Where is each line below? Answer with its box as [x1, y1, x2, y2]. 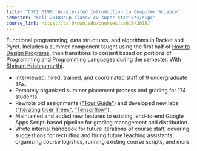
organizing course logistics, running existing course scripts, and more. [15, 138, 192, 146]
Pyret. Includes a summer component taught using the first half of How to [6, 43, 190, 50]
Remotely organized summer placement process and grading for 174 [15, 87, 187, 94]
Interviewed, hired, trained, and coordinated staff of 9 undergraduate [15, 74, 188, 82]
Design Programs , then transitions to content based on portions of [6, 50, 172, 57]
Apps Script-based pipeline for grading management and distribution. [15, 119, 189, 126]
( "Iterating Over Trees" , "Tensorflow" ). [15, 106, 111, 114]
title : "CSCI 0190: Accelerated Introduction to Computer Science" [6, 8, 181, 15]
